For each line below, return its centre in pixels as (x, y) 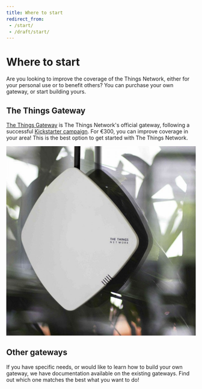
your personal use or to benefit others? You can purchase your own (90, 85)
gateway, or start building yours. (46, 92)
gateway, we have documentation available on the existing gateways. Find (98, 373)
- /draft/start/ (29, 32)
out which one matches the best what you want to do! (73, 379)
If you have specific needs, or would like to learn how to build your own (94, 367)
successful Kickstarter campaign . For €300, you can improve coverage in (97, 131)
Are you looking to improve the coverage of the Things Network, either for (98, 79)
